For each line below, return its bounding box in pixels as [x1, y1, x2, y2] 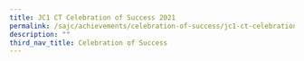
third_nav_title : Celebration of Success [9, 38, 168, 48]
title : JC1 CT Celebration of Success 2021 [9, 13, 176, 22]
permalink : [9, 22, 51, 30]
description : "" [9, 30, 71, 39]
